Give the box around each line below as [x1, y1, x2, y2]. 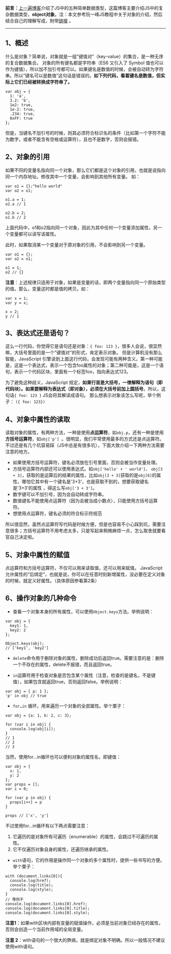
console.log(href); [10, 878, 51, 883]
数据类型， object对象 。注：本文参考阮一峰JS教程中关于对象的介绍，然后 [9, 11, 163, 17]
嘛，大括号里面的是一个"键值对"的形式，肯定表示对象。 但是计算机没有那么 [5, 349, 162, 356]
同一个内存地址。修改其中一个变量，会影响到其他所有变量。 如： [5, 173, 140, 179]
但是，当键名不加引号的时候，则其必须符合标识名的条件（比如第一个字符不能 [5, 130, 166, 136]
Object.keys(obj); [5, 641, 44, 646]
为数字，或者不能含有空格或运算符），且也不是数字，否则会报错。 [5, 136, 141, 142]
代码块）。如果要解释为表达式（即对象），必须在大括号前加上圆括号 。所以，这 [5, 386, 166, 392]
